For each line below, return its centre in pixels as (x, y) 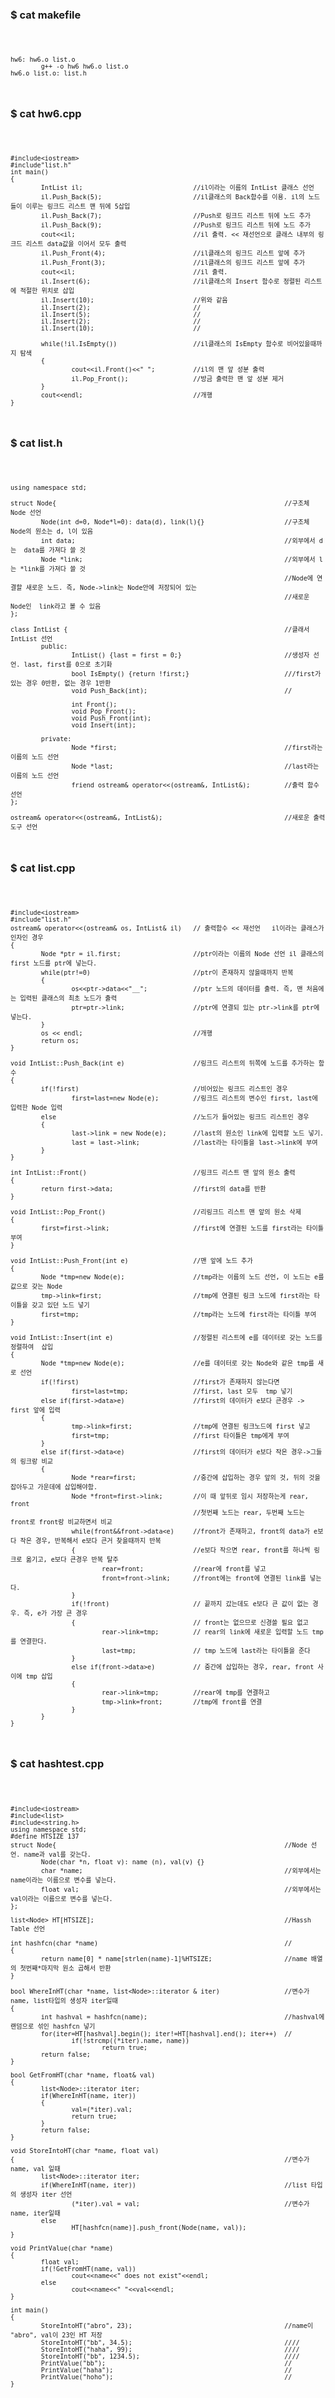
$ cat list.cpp (43, 868)
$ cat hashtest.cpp (57, 1764)
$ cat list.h (36, 443)
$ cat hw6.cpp (46, 113)
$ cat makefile (46, 15)
